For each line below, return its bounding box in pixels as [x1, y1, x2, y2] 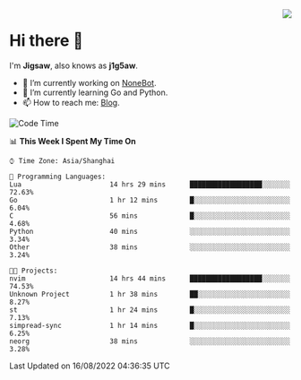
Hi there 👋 [9, 30, 83, 51]
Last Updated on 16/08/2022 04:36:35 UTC [9, 360, 170, 371]
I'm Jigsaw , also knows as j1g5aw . [9, 60, 139, 71]
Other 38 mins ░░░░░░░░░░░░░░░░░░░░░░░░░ [9, 242, 291, 252]
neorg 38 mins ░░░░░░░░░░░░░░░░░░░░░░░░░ [9, 336, 291, 346]
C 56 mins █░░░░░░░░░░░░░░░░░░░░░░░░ [9, 211, 291, 220]
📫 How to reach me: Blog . [21, 97, 120, 108]
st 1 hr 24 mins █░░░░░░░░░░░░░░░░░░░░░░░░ [9, 305, 291, 315]
